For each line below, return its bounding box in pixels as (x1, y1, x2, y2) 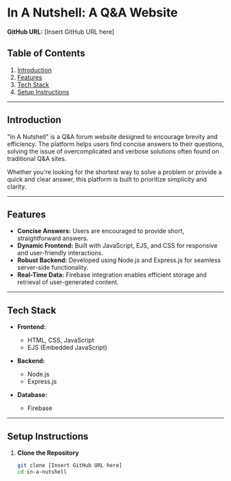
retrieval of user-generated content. (16, 278, 119, 286)
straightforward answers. (16, 234, 89, 242)
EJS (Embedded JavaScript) (27, 343, 108, 352)
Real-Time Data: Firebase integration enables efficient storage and (16, 270, 208, 279)
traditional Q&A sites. (7, 154, 67, 162)
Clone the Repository (16, 449, 79, 457)
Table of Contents (7, 47, 86, 59)
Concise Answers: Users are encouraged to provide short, (16, 227, 184, 235)
